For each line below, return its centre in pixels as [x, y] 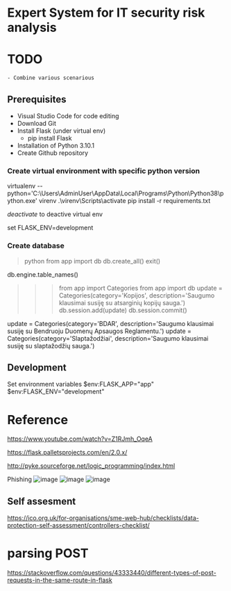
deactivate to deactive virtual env [55, 214]
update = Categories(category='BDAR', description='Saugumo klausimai [110, 323]
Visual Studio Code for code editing [68, 115]
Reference [37, 420]
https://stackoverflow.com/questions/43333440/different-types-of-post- [112, 573]
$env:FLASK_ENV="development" [56, 391]
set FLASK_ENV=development [50, 228]
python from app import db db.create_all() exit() [92, 261]
